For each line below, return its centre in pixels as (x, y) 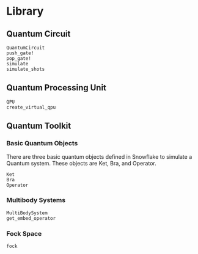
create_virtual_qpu (31, 107)
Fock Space (24, 233)
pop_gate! (19, 59)
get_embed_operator (31, 218)
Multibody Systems (36, 200)
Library (25, 11)
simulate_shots (26, 69)
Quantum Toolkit (39, 126)
